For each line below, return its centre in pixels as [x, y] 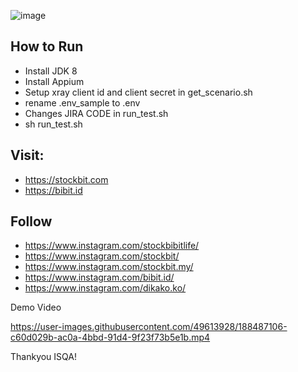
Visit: [27, 155]
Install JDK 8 [51, 71]
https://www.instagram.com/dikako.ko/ [105, 288]
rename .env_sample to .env [82, 102]
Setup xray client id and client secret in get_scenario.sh [138, 92]
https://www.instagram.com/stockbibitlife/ [112, 246]
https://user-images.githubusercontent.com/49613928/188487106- [149, 327]
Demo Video [36, 307]
